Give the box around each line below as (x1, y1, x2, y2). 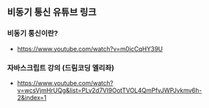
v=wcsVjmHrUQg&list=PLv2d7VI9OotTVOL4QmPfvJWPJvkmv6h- (16, 86, 202, 94)
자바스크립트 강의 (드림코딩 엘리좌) (7, 63, 114, 72)
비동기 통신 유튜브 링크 (7, 6, 97, 18)
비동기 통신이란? (7, 29, 58, 38)
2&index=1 (16, 93, 47, 101)
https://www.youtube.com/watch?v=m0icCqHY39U (16, 44, 163, 53)
